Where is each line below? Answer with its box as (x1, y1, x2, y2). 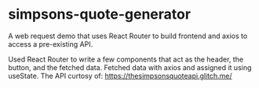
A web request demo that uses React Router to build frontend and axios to (8, 31, 248, 40)
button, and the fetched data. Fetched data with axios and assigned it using (8, 62, 252, 72)
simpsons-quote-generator (8, 5, 191, 23)
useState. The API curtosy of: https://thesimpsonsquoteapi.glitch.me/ (8, 71, 233, 80)
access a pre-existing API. (8, 39, 93, 48)
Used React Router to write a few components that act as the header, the (8, 55, 244, 64)
